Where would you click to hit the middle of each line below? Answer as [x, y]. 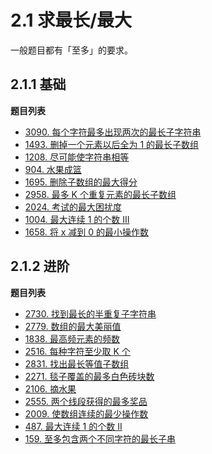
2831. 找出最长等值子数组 [77, 363]
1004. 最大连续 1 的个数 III [77, 219]
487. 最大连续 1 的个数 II [73, 426]
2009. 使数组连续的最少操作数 [86, 413]
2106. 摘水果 [50, 388]
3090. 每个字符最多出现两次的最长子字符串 [113, 132]
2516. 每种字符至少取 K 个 [77, 351]
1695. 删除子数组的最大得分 [81, 182]
